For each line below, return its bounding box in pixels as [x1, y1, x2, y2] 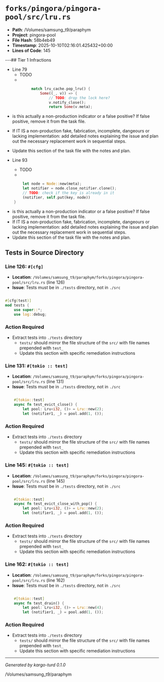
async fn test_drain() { [14, 600, 64, 606]
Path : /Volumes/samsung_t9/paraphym [12, 26, 91, 33]
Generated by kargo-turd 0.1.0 [5, 662, 66, 668]
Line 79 [12, 66, 27, 72]
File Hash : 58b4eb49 [12, 37, 55, 43]
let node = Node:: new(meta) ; [22, 181, 82, 187]
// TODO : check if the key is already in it [22, 191, 115, 195]
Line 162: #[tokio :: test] [5, 561, 69, 568]
